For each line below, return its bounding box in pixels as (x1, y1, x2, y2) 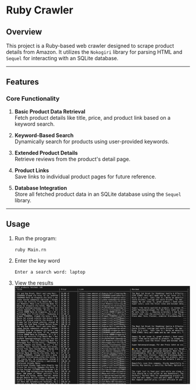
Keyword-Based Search (14, 132, 74, 139)
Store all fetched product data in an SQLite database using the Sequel (14, 191, 181, 198)
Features (6, 77, 39, 87)
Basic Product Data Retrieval (14, 108, 86, 115)
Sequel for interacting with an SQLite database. (6, 55, 118, 61)
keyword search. (14, 120, 55, 127)
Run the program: (14, 234, 57, 241)
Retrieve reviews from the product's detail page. (14, 156, 131, 163)
